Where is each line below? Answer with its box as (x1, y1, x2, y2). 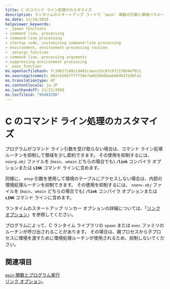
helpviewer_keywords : (5, 21, 51, 27)
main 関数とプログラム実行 (5, 272, 60, 278)
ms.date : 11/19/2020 (5, 17, 49, 22)
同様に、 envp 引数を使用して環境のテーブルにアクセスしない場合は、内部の (5, 176, 163, 182)
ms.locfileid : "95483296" (5, 92, 60, 97)
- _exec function (5, 64, 42, 69)
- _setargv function (5, 50, 49, 55)
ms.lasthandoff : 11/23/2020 (5, 87, 65, 93)
